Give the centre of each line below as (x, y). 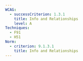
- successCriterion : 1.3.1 (37, 14)
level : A (23, 23)
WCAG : (11, 10)
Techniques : (17, 28)
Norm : (11, 42)
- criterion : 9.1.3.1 (32, 46)
